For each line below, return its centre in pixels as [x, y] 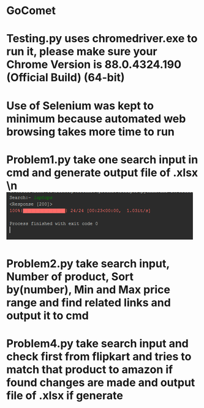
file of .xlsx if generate [65, 396]
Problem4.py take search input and [97, 344]
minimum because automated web [96, 118]
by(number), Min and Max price [88, 290]
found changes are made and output [101, 383]
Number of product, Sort [70, 276]
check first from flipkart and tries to [99, 357]
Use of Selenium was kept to [80, 106]
